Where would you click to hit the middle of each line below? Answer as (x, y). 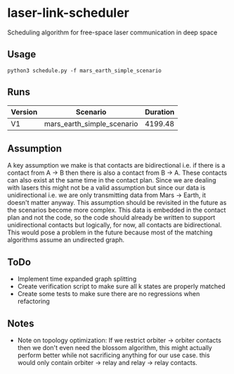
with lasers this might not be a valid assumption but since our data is (106, 188)
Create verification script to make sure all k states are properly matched (122, 286)
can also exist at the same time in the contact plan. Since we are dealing (112, 180)
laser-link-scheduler (69, 13)
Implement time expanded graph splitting (77, 279)
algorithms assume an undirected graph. (66, 240)
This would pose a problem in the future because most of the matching (110, 232)
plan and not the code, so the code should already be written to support (111, 218)
